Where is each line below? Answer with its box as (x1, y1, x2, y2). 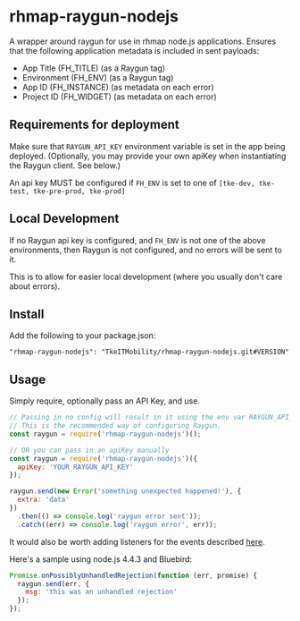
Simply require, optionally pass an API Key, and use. (9, 396, 201, 406)
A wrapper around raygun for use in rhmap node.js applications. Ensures (9, 36, 277, 47)
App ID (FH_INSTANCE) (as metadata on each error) (21, 81, 214, 92)
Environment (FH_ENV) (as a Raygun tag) (21, 72, 174, 82)
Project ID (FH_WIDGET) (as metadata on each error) (21, 91, 217, 102)
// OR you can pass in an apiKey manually (9, 446, 170, 455)
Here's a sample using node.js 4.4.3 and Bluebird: (9, 553, 193, 565)
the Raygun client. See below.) (9, 159, 121, 171)
